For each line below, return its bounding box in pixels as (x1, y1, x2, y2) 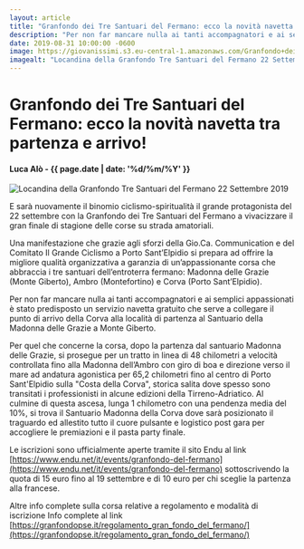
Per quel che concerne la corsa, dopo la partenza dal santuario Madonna (9, 341, 282, 352)
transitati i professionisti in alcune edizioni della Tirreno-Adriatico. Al (9, 389, 264, 400)
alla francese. (9, 483, 61, 494)
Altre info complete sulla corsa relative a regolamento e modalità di (9, 500, 259, 512)
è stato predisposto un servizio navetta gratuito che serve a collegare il (9, 303, 274, 314)
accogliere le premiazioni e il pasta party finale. (9, 427, 186, 438)
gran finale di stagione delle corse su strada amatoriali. (9, 220, 214, 231)
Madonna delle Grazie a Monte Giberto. (9, 323, 157, 333)
